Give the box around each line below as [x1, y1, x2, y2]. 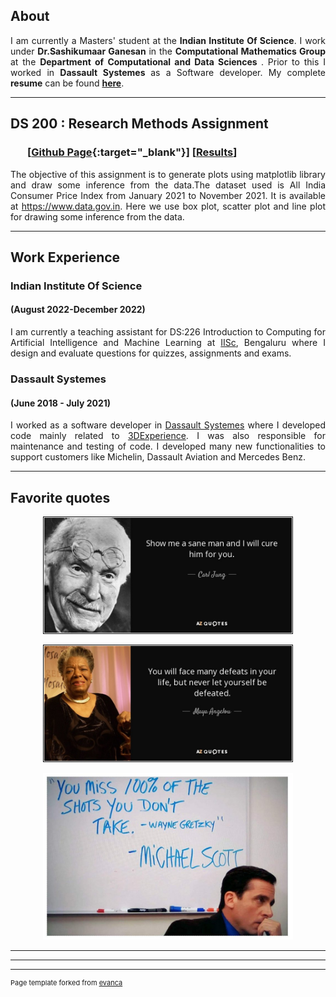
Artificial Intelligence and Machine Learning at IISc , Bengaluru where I [10, 337, 326, 349]
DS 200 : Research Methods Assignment [10, 115, 269, 133]
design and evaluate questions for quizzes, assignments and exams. [10, 347, 292, 359]
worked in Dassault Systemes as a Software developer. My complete [10, 66, 326, 78]
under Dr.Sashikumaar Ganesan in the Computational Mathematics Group [10, 45, 326, 57]
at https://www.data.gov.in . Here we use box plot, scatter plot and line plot [10, 200, 326, 212]
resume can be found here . [10, 77, 125, 89]
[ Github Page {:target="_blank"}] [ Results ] [27, 145, 238, 159]
